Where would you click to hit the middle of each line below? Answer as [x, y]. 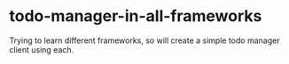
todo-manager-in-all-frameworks [136, 16]
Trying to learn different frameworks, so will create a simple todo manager [144, 40]
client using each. [42, 49]
